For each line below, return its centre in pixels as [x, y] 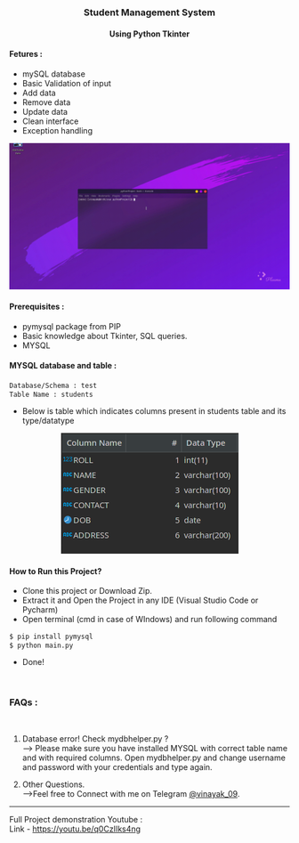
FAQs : [24, 702]
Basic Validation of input [66, 83]
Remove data [46, 102]
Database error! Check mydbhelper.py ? [95, 739]
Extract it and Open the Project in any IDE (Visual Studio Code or [140, 600]
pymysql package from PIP [72, 326]
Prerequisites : [37, 307]
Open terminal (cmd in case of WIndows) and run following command [149, 620]
